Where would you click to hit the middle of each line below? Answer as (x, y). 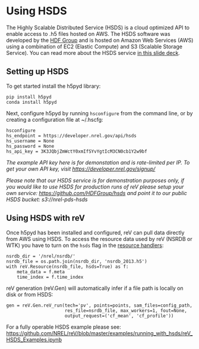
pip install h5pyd (29, 97)
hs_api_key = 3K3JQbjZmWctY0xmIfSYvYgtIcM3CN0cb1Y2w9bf (77, 151)
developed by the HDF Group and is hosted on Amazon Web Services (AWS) (100, 40)
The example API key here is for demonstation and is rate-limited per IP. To (98, 162)
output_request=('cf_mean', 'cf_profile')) (119, 316)
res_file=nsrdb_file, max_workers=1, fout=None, (126, 311)
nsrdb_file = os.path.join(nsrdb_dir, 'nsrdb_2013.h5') (77, 261)
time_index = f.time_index (50, 277)
